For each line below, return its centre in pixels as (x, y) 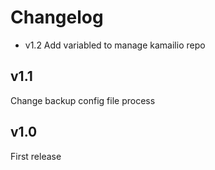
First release (36, 156)
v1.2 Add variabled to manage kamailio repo (115, 45)
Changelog (57, 17)
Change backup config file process (83, 100)
